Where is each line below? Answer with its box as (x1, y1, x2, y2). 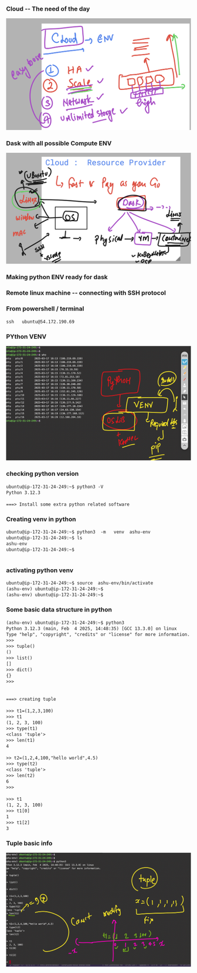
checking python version (6, 470, 79, 478)
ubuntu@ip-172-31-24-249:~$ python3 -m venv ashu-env (6, 529, 151, 535)
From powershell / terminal (6, 305, 84, 313)
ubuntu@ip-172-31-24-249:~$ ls (6, 535, 83, 541)
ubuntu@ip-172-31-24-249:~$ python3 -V (6, 484, 104, 490)
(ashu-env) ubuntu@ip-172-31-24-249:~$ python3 (6, 620, 125, 626)
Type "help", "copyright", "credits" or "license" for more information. (6, 631, 191, 637)
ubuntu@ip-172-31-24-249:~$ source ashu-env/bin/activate (6, 580, 154, 586)
